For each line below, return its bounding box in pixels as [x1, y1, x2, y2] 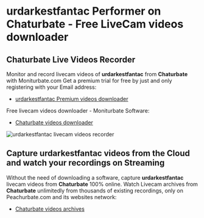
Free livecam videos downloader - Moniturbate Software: [6, 107, 150, 114]
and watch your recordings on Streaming [6, 158, 165, 168]
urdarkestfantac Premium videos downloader [15, 96, 128, 102]
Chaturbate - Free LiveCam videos [6, 17, 184, 31]
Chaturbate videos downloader [15, 119, 93, 126]
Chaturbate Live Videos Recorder [6, 54, 136, 65]
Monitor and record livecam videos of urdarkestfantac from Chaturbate [6, 71, 188, 77]
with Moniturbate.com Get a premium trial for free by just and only [6, 77, 172, 84]
